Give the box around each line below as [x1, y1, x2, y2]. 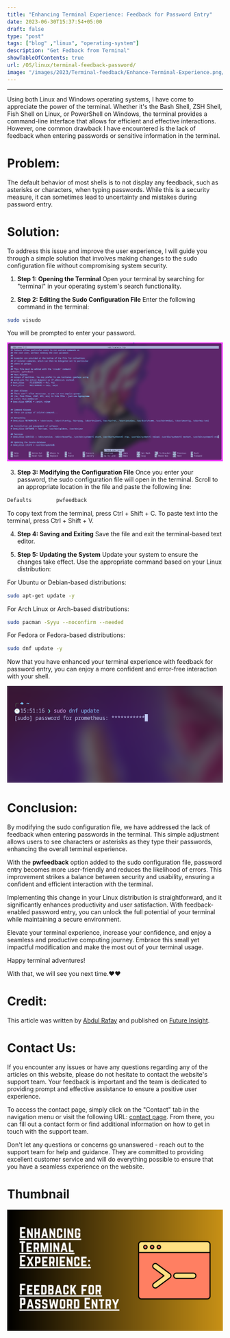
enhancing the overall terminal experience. [7, 844, 128, 853]
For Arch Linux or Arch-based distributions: [7, 604, 129, 613]
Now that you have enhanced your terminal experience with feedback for [7, 658, 214, 666]
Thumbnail [7, 1186, 70, 1202]
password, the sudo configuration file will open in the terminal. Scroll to [16, 475, 218, 483]
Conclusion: [7, 800, 78, 816]
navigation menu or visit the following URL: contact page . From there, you [7, 1112, 215, 1121]
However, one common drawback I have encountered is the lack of [7, 124, 196, 132]
